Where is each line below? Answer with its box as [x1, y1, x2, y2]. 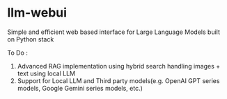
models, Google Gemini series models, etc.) [17, 84, 143, 92]
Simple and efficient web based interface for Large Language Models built [7, 28, 221, 36]
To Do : [7, 48, 28, 57]
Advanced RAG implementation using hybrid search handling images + [17, 62, 221, 70]
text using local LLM [17, 69, 75, 78]
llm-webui [7, 5, 68, 21]
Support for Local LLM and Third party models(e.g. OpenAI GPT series [17, 76, 220, 84]
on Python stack [7, 35, 54, 43]
